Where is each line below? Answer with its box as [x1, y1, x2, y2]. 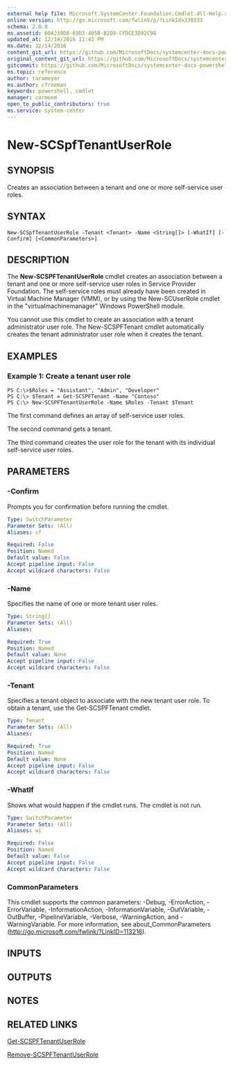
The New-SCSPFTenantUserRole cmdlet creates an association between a [7, 273, 223, 281]
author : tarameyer [7, 74, 60, 82]
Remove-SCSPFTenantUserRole [7, 1050, 99, 1059]
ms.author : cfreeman [7, 81, 67, 88]
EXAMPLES [7, 350, 58, 362]
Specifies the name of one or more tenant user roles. [7, 599, 158, 608]
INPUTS [7, 948, 42, 959]
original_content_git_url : [7, 56, 85, 63]
